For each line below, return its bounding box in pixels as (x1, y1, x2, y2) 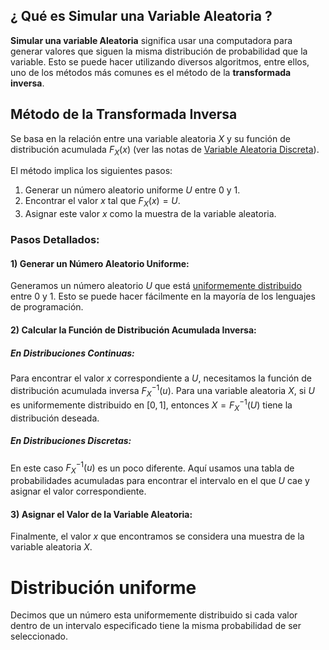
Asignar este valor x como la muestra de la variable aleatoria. (24, 208, 277, 220)
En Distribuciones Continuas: (10, 347, 135, 359)
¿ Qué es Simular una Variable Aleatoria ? (10, 8, 273, 25)
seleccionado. (10, 630, 69, 643)
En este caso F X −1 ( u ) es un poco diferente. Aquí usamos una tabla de (10, 460, 295, 476)
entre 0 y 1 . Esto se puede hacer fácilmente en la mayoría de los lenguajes (10, 290, 316, 303)
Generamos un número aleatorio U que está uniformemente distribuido (10, 280, 302, 292)
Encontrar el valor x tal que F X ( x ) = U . (24, 195, 181, 209)
